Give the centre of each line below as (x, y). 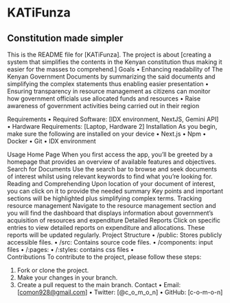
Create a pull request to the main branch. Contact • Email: (99, 285)
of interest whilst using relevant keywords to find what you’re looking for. (110, 176)
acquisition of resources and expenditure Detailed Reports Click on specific (114, 220)
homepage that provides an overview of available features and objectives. (112, 162)
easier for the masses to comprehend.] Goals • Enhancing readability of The (115, 69)
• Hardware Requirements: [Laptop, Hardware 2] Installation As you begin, (112, 126)
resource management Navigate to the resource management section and (112, 206)
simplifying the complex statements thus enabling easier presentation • (108, 84)
